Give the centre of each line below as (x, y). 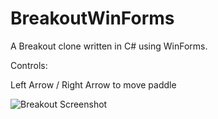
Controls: (29, 65)
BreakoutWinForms (92, 18)
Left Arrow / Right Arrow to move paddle (93, 84)
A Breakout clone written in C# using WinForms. (109, 46)
